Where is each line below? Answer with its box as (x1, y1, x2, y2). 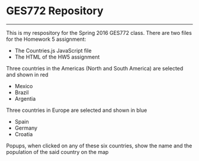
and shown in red (6, 71, 49, 78)
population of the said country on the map (6, 148, 109, 155)
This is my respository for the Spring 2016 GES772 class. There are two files (6, 29, 192, 36)
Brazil (14, 89, 29, 96)
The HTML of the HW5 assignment (14, 53, 100, 60)
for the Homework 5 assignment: (6, 36, 86, 43)
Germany (14, 124, 37, 131)
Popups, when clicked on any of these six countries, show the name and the (6, 142, 192, 149)
